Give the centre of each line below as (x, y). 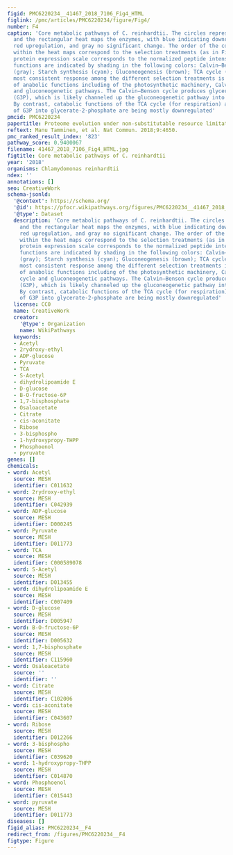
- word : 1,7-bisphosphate (44, 647)
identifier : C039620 (43, 757)
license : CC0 (32, 304)
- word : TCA (24, 550)
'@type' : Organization (52, 324)
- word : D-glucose (34, 608)
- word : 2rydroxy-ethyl (42, 492)
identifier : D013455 (43, 582)
